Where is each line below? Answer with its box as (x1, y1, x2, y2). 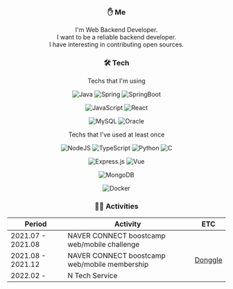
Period (24, 219, 47, 229)
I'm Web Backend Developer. (75, 26, 158, 34)
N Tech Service (67, 270, 118, 280)
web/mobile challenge (67, 239, 140, 249)
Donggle (194, 255, 223, 265)
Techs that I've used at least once (68, 130, 165, 139)
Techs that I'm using (87, 76, 146, 85)
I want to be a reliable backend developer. (56, 33, 177, 42)
